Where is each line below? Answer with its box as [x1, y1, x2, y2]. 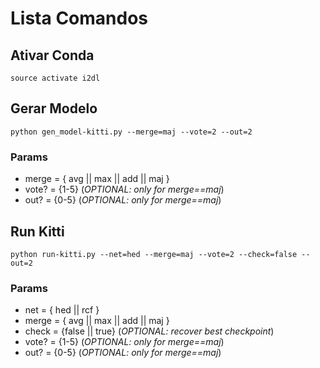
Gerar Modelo [10, 100, 98, 117]
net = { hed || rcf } [24, 304, 100, 316]
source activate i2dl [10, 73, 101, 83]
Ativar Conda [10, 47, 95, 64]
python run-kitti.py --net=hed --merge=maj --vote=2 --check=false [10, 249, 298, 259]
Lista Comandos [10, 7, 149, 30]
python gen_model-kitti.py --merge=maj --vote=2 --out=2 [10, 127, 253, 137]
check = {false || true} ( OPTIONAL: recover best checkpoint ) [24, 325, 275, 337]
